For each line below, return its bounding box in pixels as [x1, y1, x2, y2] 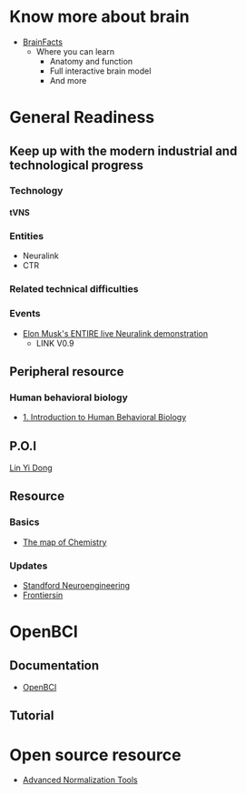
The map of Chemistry [22, 537, 107, 548]
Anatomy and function [49, 55, 133, 66]
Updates [9, 559, 48, 572]
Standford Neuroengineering [22, 580, 130, 591]
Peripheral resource [9, 364, 124, 379]
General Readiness [9, 107, 155, 128]
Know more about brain [9, 6, 190, 27]
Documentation [9, 658, 100, 673]
